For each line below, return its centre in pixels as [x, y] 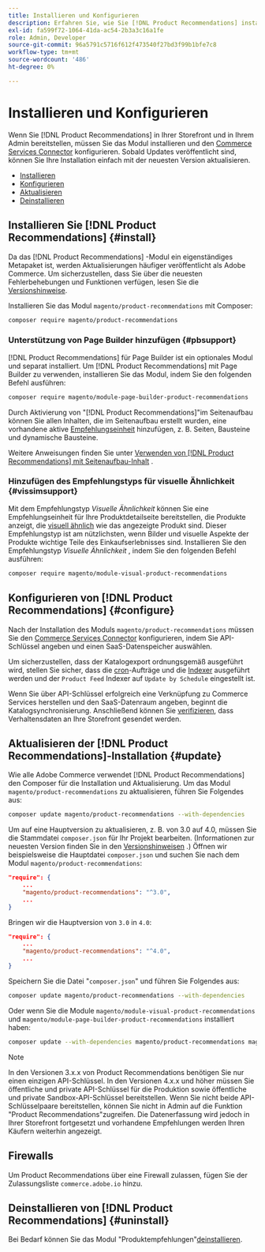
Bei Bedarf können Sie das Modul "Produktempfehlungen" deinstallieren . [125, 1239]
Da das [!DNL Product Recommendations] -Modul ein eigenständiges [121, 257]
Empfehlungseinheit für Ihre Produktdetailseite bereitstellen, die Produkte [127, 517]
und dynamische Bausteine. [53, 437]
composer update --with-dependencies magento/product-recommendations [127, 1042]
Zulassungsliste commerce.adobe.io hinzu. [75, 1183]
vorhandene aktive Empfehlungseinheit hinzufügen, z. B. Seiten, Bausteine [129, 429]
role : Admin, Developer [47, 38]
